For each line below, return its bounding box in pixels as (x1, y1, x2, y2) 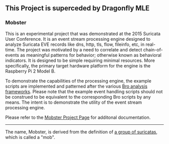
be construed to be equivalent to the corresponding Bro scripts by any (5, 94, 151, 100)
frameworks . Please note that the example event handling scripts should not (5, 88, 163, 95)
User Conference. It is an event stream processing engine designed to (5, 36, 151, 42)
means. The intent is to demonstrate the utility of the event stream (5, 99, 142, 105)
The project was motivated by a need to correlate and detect (17, 46, 142, 52)
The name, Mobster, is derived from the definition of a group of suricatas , (5, 128, 157, 135)
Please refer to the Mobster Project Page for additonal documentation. (5, 114, 151, 120)
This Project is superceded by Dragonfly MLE (5, 4, 150, 13)
